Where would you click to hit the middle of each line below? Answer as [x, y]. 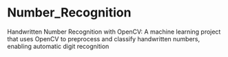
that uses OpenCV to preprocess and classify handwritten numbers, [104, 38]
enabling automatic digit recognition [58, 46]
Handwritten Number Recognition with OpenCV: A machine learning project [114, 32]
